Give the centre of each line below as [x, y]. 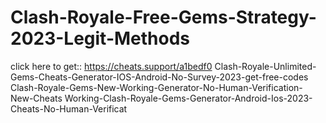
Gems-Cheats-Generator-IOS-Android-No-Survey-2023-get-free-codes [159, 77]
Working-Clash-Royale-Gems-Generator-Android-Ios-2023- [188, 98]
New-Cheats [36, 98]
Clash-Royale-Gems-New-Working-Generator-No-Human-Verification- [156, 87]
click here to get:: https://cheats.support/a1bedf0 [111, 66]
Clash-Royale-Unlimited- [265, 66]
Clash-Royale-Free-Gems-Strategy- [163, 17]
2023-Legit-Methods [100, 38]
